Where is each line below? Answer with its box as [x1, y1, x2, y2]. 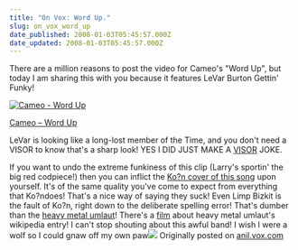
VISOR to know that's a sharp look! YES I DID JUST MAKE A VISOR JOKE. [9, 144, 283, 155]
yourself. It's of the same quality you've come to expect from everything [9, 181, 278, 192]
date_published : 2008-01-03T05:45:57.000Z [9, 30, 172, 39]
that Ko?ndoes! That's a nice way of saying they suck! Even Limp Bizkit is [9, 190, 282, 201]
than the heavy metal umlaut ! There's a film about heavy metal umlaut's [9, 209, 275, 221]
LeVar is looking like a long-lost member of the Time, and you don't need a [9, 134, 287, 145]
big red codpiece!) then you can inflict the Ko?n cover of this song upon [9, 171, 277, 182]
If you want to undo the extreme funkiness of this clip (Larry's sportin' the [9, 162, 284, 172]
